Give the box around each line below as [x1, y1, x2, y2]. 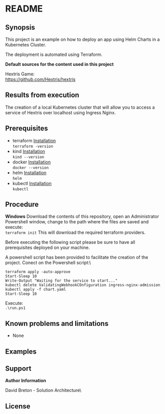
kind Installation [12, 148, 45, 154]
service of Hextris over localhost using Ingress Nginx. [5, 109, 116, 116]
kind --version [12, 154, 45, 159]
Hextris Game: [5, 71, 35, 77]
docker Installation [12, 159, 51, 165]
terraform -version [12, 144, 54, 149]
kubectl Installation [12, 180, 52, 186]
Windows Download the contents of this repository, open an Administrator [5, 213, 159, 219]
